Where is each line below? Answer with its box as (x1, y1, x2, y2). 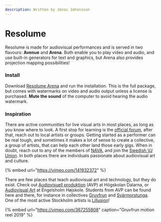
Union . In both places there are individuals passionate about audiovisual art (5, 153, 155, 159)
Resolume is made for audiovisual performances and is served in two (5, 44, 143, 50)
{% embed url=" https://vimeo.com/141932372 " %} (5, 167, 106, 173)
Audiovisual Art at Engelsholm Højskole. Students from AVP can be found (5, 187, 151, 193)
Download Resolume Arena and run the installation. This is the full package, (5, 83, 156, 89)
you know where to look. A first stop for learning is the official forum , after (5, 127, 153, 133)
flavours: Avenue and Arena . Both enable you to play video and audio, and (5, 49, 154, 55)
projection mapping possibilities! (5, 59, 70, 66)
